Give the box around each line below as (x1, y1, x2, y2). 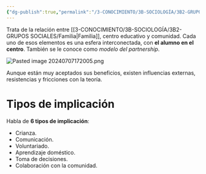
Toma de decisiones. (15, 155, 69, 162)
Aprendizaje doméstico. (15, 148, 75, 156)
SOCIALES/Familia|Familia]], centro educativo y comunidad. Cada (30, 32, 196, 40)
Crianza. (15, 129, 37, 137)
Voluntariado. (15, 142, 50, 149)
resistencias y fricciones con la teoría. (6, 75, 102, 83)
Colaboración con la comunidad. (15, 162, 98, 169)
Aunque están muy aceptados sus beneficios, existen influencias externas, (6, 69, 196, 77)
